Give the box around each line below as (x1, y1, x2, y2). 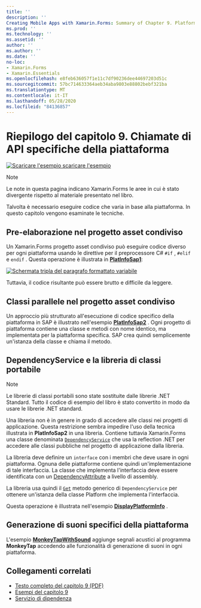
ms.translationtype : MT (6, 87, 66, 93)
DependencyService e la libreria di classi (6, 355, 162, 366)
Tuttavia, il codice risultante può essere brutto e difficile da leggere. (6, 279, 173, 286)
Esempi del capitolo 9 (14, 588, 69, 595)
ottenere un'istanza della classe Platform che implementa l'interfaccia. (6, 490, 179, 498)
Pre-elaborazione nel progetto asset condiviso (6, 227, 184, 237)
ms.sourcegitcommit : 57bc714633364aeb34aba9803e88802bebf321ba (6, 82, 167, 88)
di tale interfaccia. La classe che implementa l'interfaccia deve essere (6, 466, 178, 474)
